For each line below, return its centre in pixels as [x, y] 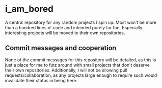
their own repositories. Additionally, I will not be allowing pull [66, 70]
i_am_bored [29, 9]
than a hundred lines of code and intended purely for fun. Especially [74, 27]
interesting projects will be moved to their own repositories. [65, 33]
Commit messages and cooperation [61, 48]
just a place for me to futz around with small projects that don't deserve [77, 65]
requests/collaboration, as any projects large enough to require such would [81, 75]
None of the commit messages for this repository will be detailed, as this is [81, 60]
